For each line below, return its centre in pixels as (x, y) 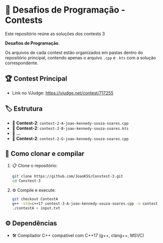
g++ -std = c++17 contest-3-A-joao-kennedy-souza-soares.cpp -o (76, 204)
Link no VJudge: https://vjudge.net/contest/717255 (63, 93)
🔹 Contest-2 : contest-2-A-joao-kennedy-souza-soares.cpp (70, 123)
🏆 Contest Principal (36, 79)
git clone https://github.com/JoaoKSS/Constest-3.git (67, 176)
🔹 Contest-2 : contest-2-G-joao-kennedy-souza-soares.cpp (70, 139)
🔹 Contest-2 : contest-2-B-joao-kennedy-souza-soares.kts (70, 128)
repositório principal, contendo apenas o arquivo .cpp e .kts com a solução (81, 57)
